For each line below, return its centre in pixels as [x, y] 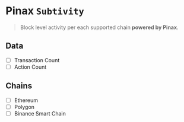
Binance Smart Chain [40, 113]
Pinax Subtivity [45, 11]
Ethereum [26, 100]
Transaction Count [37, 60]
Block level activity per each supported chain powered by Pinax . [99, 27]
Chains [19, 86]
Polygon [24, 107]
